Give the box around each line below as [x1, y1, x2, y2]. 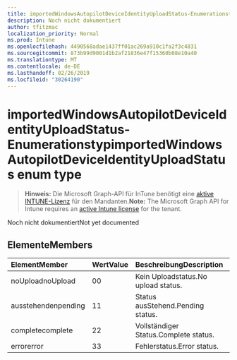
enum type [17, 167, 83, 182]
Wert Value [92, 260, 129, 270]
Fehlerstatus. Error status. [135, 342, 219, 352]
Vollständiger [135, 321, 179, 331]
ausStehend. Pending [135, 301, 205, 311]
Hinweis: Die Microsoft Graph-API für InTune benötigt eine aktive [24, 190, 214, 198]
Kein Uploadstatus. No [135, 272, 208, 282]
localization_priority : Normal [7, 30, 99, 37]
